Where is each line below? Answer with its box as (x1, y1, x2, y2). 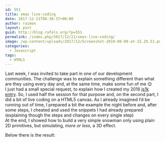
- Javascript (9, 48, 36, 53)
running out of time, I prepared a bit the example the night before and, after (5, 102, 157, 108)
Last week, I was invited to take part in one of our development (5, 71, 133, 76)
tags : (5, 52, 16, 58)
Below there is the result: (5, 132, 55, 138)
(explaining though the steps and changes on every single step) (5, 112, 134, 118)
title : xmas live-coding (5, 12, 56, 17)
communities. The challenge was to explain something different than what (5, 76, 155, 82)
